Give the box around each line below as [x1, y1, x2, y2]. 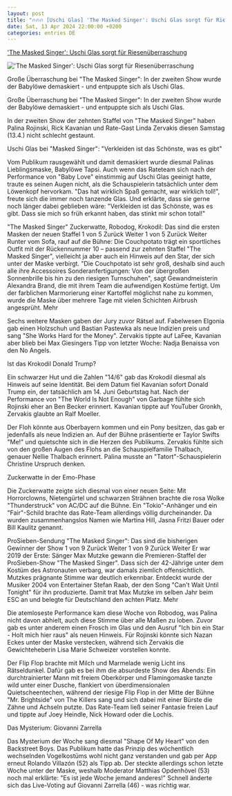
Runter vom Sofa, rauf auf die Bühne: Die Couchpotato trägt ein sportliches [7, 238, 221, 246]
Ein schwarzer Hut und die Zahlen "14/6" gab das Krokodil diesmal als [7, 373, 206, 381]
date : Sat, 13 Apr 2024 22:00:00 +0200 [7, 23, 122, 30]
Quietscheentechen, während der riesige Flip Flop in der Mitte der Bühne [7, 688, 215, 696]
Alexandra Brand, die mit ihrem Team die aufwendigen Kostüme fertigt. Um [7, 281, 221, 290]
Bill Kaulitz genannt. [7, 523, 64, 532]
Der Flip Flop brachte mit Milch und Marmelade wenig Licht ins [7, 659, 186, 667]
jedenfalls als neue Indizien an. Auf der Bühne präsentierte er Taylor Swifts [7, 430, 220, 439]
